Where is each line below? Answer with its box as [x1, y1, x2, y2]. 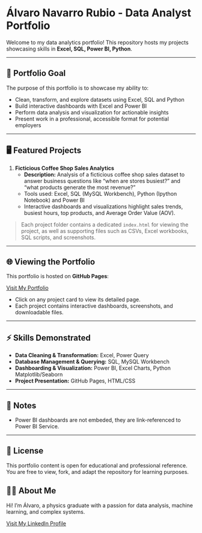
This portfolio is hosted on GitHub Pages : [6, 273, 109, 280]
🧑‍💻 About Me [6, 485, 57, 496]
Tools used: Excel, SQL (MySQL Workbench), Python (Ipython [23, 190, 177, 197]
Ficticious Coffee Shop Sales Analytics [14, 164, 114, 172]
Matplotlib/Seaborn [14, 371, 63, 378]
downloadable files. [14, 309, 64, 316]
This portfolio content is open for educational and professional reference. [6, 461, 188, 469]
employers [14, 121, 41, 129]
